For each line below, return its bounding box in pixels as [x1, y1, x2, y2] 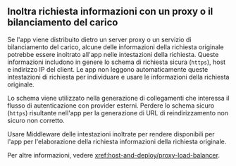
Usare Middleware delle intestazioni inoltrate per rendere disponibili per [7, 129, 215, 138]
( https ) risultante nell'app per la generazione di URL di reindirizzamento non [7, 108, 229, 117]
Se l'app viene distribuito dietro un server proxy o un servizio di [7, 35, 192, 44]
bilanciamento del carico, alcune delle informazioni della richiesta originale [7, 42, 224, 51]
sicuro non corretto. [7, 116, 65, 124]
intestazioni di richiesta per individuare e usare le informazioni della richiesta [7, 72, 230, 81]
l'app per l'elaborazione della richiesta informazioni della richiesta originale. [7, 137, 227, 146]
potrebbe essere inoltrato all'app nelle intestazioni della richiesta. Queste [7, 50, 219, 58]
